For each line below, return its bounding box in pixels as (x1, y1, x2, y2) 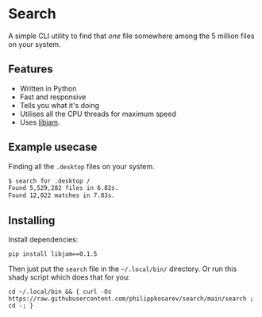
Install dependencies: (8, 235, 79, 244)
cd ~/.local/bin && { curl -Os (8, 288, 112, 296)
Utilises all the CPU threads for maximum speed (19, 109, 176, 118)
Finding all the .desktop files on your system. (8, 161, 155, 171)
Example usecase (8, 141, 98, 154)
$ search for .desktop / (8, 176, 91, 185)
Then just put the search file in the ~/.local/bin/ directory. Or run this (8, 264, 237, 273)
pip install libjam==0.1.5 (8, 250, 98, 258)
